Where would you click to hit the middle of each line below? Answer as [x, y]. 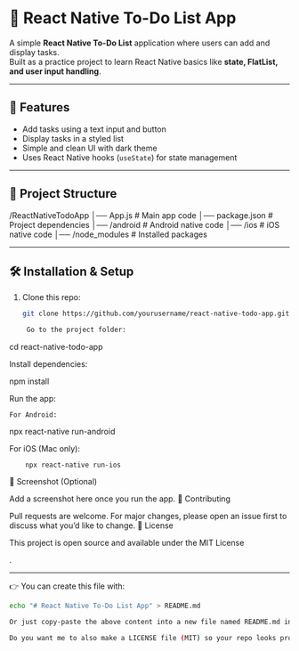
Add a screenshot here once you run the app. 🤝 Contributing [120, 499]
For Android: [33, 415]
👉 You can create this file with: [67, 586]
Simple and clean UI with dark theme [89, 148]
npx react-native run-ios [73, 465]
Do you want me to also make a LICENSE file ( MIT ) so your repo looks [143, 638]
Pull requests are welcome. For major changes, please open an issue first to [148, 517]
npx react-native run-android [62, 432]
